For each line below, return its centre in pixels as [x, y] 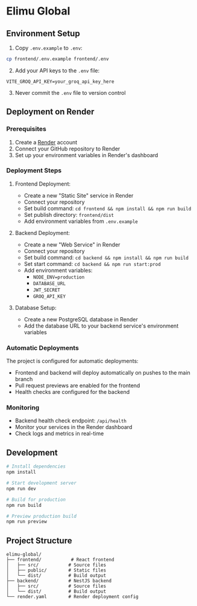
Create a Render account [46, 142]
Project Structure [39, 540]
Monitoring [23, 408]
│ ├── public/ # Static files [56, 570]
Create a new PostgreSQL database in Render [81, 319]
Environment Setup [43, 34]
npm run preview [27, 522]
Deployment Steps [34, 170]
